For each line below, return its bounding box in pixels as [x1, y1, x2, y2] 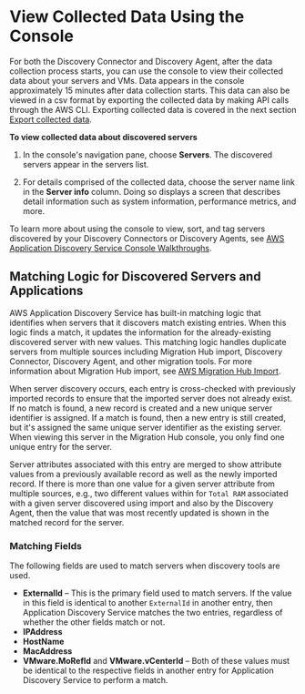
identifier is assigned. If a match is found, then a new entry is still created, [9, 412, 287, 423]
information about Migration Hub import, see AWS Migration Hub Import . [9, 365, 281, 376]
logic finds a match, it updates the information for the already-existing [9, 326, 271, 338]
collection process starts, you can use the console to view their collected [9, 66, 284, 77]
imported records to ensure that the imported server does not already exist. [9, 393, 293, 403]
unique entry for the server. [9, 441, 112, 452]
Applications [9, 283, 84, 299]
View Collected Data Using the [9, 6, 245, 27]
